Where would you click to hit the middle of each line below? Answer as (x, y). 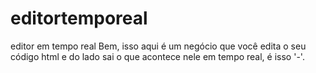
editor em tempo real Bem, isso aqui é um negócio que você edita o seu (158, 46)
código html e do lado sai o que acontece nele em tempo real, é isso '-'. (157, 56)
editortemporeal (79, 18)
